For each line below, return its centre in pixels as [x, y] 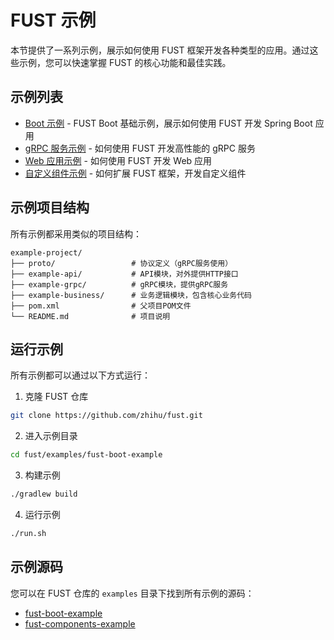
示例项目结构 [50, 207]
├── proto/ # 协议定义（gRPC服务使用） [121, 263]
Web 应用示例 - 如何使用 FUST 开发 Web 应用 [118, 160]
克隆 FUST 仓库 [56, 397]
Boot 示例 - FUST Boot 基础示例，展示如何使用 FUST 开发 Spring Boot [168, 123]
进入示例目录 [51, 436]
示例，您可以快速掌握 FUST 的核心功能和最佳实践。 [125, 62]
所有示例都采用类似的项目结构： [76, 233]
